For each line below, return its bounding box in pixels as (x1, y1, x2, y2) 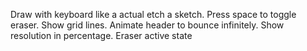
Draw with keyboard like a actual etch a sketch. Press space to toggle (10, 9, 297, 20)
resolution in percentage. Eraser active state (10, 30, 193, 41)
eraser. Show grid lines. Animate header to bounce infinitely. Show (10, 19, 285, 31)
